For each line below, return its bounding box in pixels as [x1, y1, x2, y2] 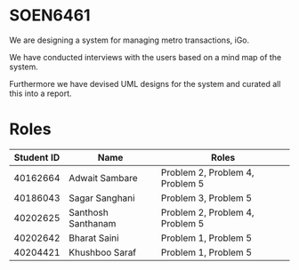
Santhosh [69, 206, 109, 218]
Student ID [13, 151, 61, 163]
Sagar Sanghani [69, 192, 135, 204]
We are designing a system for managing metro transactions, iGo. [9, 35, 250, 45]
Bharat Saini [69, 232, 119, 244]
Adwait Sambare [69, 171, 138, 184]
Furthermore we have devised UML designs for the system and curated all [9, 78, 281, 89]
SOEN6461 [9, 5, 91, 26]
